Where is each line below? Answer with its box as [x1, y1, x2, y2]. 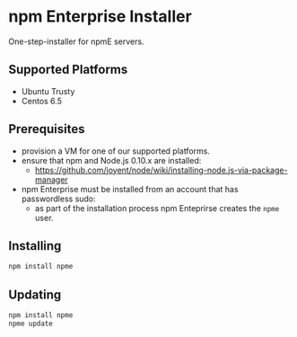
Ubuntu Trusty [21, 85, 75, 96]
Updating [8, 287, 62, 302]
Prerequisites [8, 121, 85, 137]
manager [34, 173, 68, 185]
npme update [8, 319, 53, 328]
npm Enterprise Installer [8, 6, 192, 27]
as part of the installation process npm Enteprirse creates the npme [34, 202, 280, 213]
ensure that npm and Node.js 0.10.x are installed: [21, 155, 202, 165]
